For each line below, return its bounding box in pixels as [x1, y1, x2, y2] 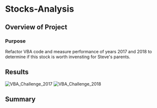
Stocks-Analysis [5, 3, 75, 15]
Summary [5, 95, 36, 104]
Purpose [5, 38, 26, 44]
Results [5, 68, 29, 76]
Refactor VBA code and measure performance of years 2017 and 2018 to [5, 48, 152, 54]
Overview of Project [5, 23, 68, 31]
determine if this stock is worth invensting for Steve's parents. [5, 54, 131, 60]
